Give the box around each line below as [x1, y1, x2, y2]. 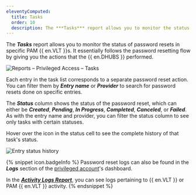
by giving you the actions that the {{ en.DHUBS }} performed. [6, 53, 154, 60]
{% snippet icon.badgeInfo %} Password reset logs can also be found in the [6, 159, 189, 166]
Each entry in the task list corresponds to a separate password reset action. [6, 76, 188, 83]
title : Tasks [11, 14, 43, 20]
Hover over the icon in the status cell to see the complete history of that [6, 130, 179, 137]
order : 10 [11, 19, 35, 25]
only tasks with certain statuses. [6, 118, 84, 126]
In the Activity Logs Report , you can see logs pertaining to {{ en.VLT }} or [6, 176, 184, 183]
